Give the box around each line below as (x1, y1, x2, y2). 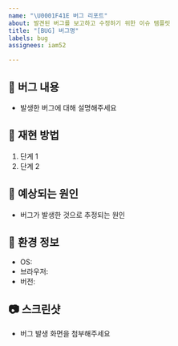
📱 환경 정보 (8, 235, 60, 249)
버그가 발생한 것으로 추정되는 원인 (19, 210, 126, 219)
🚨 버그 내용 (8, 80, 60, 94)
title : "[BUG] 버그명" (8, 26, 79, 34)
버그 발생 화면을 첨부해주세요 (19, 329, 111, 339)
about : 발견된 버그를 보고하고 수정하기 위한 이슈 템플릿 (8, 19, 171, 27)
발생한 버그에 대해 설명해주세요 (19, 103, 117, 112)
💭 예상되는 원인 (8, 187, 79, 201)
